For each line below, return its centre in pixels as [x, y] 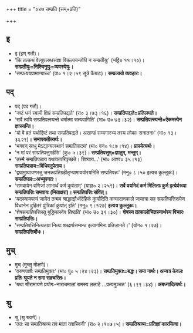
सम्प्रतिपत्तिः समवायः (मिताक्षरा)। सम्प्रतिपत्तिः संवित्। [61, 192]
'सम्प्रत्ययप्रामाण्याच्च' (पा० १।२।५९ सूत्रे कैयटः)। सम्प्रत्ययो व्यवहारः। [78, 73]
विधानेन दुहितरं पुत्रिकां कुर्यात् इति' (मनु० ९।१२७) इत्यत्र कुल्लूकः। [76, 205]
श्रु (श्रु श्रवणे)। [28, 318]
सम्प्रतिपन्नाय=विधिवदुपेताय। [40, 166]
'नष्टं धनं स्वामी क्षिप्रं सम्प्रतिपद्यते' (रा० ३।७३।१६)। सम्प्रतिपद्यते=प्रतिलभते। [86, 113]
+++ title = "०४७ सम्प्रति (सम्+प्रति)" [43, 9]
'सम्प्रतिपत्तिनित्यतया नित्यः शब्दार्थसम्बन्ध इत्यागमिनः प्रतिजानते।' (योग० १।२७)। [88, 225]
